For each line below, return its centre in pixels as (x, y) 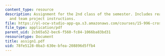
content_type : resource (29, 9)
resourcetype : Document (29, 37)
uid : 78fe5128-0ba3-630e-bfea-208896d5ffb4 (50, 46)
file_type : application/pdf (34, 28)
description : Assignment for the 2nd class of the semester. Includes (79, 14)
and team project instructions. (43, 19)
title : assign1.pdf (25, 41)
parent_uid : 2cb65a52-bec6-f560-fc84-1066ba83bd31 (58, 32)
